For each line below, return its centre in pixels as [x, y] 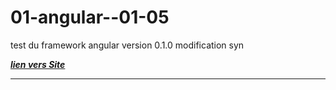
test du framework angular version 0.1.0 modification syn [127, 45]
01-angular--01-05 [90, 17]
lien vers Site [38, 64]
